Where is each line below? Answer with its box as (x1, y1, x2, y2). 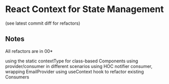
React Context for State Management (5, 4, 164, 15)
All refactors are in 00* (5, 48, 53, 54)
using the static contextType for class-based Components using (5, 58, 138, 64)
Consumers (5, 74, 29, 80)
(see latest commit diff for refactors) (5, 20, 80, 26)
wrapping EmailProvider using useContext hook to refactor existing (5, 68, 144, 74)
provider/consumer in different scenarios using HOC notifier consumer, (5, 63, 152, 69)
